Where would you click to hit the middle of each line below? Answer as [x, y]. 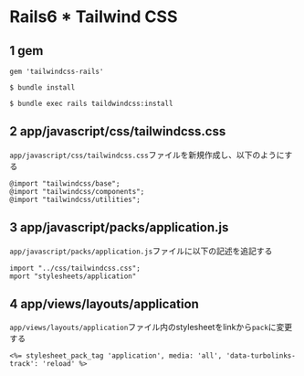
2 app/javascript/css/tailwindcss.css [118, 131]
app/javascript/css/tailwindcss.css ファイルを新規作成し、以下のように [147, 155]
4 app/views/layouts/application [104, 304]
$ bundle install [42, 88]
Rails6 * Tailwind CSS [94, 17]
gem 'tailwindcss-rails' [57, 71]
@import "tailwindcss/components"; [77, 191]
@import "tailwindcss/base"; [65, 183]
